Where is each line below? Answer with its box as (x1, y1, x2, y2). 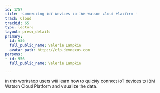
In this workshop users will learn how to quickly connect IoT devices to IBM (5, 78, 156, 84)
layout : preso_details (5, 29, 51, 34)
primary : (5, 34, 23, 39)
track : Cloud (5, 16, 32, 21)
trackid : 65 (5, 20, 29, 26)
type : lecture (5, 25, 34, 30)
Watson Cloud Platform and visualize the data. (5, 83, 97, 89)
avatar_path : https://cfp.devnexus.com (9, 47, 90, 52)
